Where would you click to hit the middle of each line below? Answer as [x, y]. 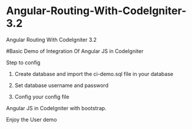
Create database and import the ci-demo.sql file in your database [94, 74]
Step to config [23, 62]
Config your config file [42, 97]
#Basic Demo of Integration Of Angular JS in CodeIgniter [75, 51]
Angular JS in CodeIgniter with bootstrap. [57, 108]
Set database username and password [62, 85]
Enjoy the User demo [32, 120]
